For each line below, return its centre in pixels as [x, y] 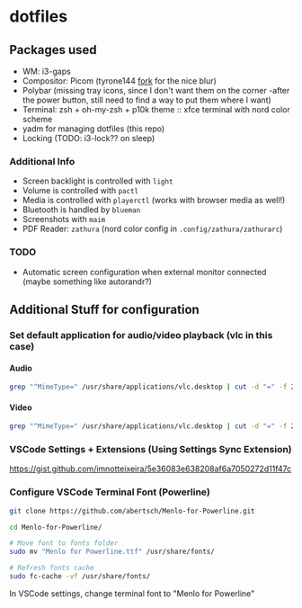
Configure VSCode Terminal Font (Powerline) [110, 492]
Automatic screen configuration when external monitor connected [144, 272]
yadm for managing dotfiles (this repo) [93, 129]
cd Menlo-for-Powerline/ [56, 527]
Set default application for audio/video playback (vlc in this [141, 335]
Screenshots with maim [64, 219]
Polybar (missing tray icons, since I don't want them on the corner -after [156, 90]
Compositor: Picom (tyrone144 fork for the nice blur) [120, 81]
